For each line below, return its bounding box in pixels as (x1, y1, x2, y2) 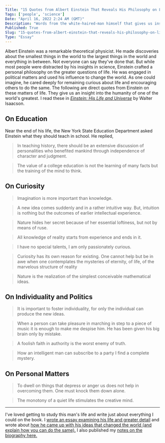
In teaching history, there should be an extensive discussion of (17, 142, 144, 148)
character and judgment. (17, 153, 67, 159)
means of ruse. (17, 224, 48, 230)
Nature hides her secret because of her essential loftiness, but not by (17, 220, 158, 225)
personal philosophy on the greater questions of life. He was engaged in (5, 69, 151, 75)
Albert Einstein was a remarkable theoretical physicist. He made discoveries (5, 48, 159, 54)
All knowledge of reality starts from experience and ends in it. (17, 234, 142, 240)
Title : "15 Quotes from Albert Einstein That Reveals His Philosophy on (5, 7, 157, 12)
